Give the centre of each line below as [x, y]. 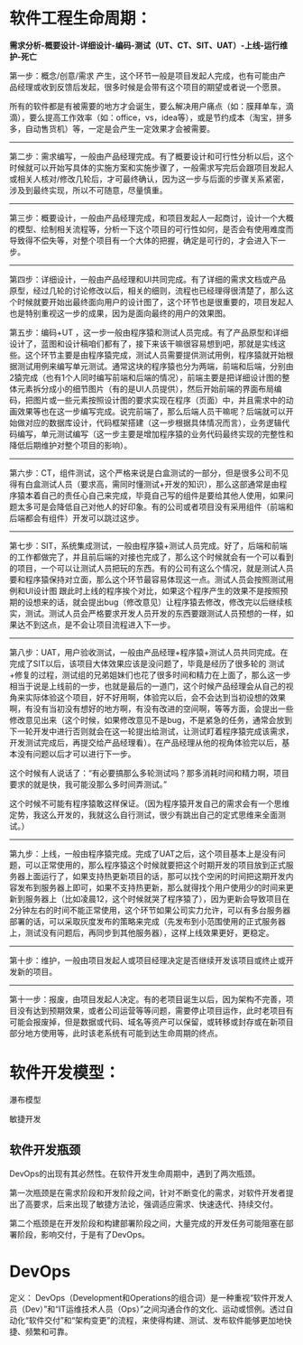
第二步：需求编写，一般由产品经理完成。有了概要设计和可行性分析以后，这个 [151, 156]
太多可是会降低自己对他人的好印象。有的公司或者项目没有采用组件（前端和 [155, 506]
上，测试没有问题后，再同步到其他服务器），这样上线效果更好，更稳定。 [142, 932]
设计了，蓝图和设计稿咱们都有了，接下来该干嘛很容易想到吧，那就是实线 [143, 343]
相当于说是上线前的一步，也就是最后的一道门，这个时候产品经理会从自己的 [147, 686]
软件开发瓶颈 [45, 1150]
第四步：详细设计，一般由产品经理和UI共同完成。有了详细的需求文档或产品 [148, 279]
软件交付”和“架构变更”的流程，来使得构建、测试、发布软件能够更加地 [156, 1320]
